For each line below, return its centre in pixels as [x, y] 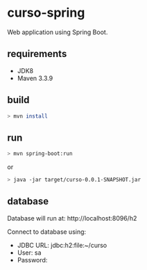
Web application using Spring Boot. [58, 32]
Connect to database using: [47, 232]
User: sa [29, 253]
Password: [32, 260]
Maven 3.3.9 [35, 78]
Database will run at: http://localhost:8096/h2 [72, 218]
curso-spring [46, 13]
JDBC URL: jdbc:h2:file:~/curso [62, 245]
